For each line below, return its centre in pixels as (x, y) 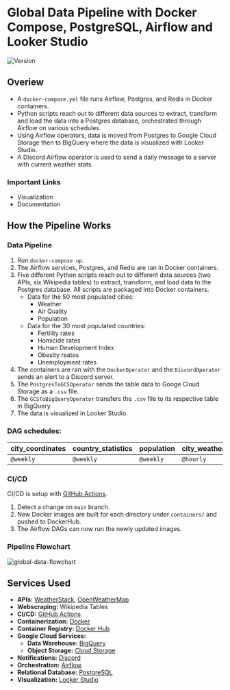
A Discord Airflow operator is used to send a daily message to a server (117, 157)
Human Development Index (76, 347)
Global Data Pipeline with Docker (102, 13)
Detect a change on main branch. (63, 507)
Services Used (39, 583)
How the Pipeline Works (59, 226)
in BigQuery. (35, 406)
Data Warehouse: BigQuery (66, 643)
